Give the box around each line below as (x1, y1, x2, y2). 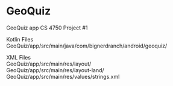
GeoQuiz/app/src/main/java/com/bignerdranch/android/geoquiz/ (6, 42, 168, 49)
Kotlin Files (6, 35, 34, 43)
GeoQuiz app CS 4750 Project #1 (6, 24, 89, 31)
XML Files (6, 54, 31, 61)
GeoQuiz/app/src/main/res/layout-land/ (6, 66, 104, 73)
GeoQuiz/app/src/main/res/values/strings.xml (6, 73, 120, 80)
